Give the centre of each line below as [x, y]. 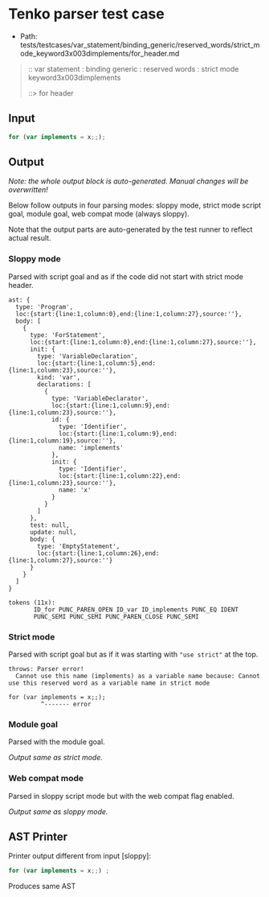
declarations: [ [64, 384]
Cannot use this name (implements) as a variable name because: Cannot [138, 677]
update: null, [53, 532]
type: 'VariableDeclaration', [88, 356]
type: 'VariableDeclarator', [100, 398]
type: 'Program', [45, 307]
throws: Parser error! [46, 669]
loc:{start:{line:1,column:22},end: [120, 475]
